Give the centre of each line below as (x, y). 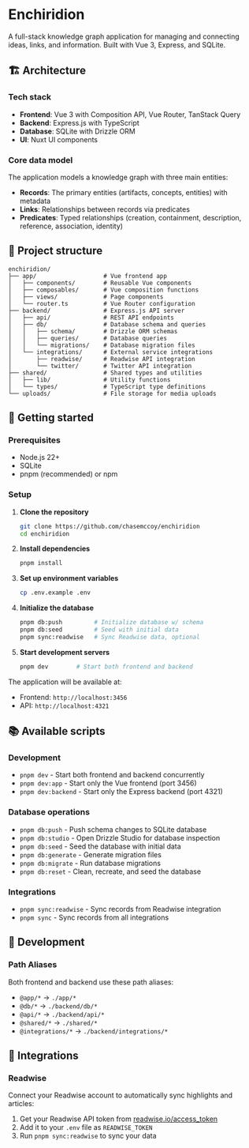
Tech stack (30, 97)
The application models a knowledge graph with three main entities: (118, 177)
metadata (35, 201)
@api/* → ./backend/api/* (62, 1014)
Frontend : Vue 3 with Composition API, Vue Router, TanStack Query (130, 114)
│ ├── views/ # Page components (86, 297)
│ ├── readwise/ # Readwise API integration (102, 359)
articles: (21, 1104)
